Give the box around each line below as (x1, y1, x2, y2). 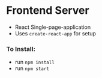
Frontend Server (6, 4, 89, 17)
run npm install (14, 58, 55, 66)
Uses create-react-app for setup (14, 29, 96, 37)
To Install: (6, 44, 36, 53)
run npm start (14, 65, 49, 72)
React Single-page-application (14, 23, 91, 31)
